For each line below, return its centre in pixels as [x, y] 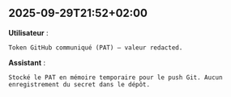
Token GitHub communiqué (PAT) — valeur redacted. [96, 48]
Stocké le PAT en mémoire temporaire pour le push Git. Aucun [115, 77]
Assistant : [27, 62]
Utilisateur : [28, 32]
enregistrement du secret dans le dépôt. [79, 84]
